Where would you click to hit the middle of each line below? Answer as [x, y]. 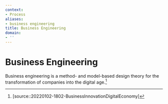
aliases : [14, 19]
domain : [13, 33]
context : [14, 10]
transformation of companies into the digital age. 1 [56, 82]
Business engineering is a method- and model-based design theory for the [82, 76]
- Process [15, 14]
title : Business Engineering [35, 28]
